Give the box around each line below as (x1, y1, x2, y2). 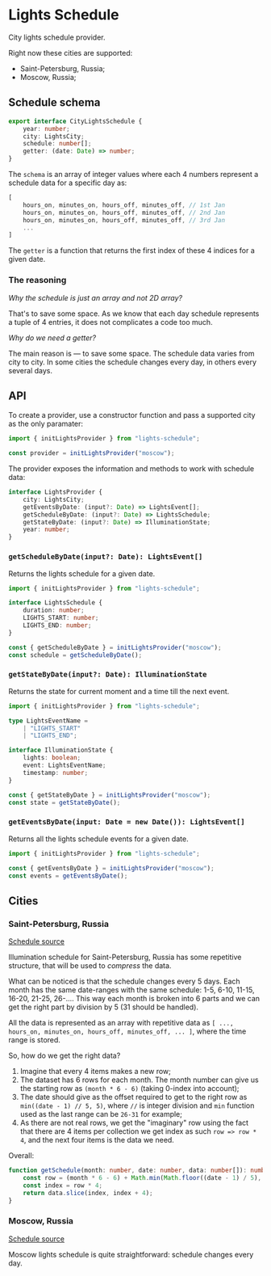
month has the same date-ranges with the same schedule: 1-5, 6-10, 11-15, (8, 985, 255, 995)
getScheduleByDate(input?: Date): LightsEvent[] (8, 552, 203, 562)
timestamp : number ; (23, 769, 89, 777)
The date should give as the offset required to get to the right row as (19, 1093, 248, 1102)
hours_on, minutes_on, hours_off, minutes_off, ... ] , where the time (8, 1026, 247, 1036)
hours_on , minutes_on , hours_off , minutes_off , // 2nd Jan (23, 208, 226, 217)
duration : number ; (23, 606, 85, 615)
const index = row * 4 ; (23, 1181, 103, 1190)
